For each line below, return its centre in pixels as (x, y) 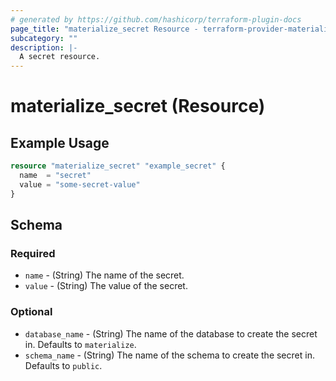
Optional (31, 312)
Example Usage (60, 142)
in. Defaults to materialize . (80, 344)
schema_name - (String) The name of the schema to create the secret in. (169, 355)
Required (33, 253)
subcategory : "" (44, 38)
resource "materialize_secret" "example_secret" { (118, 166)
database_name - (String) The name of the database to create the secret (171, 333)
